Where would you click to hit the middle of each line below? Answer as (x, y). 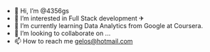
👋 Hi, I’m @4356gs (42, 11)
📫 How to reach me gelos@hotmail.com (73, 41)
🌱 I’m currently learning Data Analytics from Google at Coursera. (109, 26)
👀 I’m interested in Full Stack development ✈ (79, 18)
